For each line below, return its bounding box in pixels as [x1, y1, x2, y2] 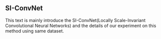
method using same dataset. [5, 27, 64, 34]
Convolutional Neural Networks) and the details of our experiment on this [5, 22, 156, 28]
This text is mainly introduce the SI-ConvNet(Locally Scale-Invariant [5, 17, 146, 23]
